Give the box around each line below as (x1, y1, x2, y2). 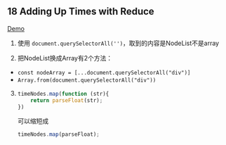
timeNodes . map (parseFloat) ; (17, 131, 100, 138)
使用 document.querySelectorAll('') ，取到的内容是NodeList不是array (17, 39, 220, 47)
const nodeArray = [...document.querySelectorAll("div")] (17, 69, 191, 76)
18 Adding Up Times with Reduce (7, 6, 154, 18)
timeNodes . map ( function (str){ (17, 90, 109, 97)
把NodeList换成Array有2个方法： (17, 53, 113, 62)
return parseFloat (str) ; (30, 96, 103, 104)
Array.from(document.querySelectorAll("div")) (17, 77, 157, 84)
